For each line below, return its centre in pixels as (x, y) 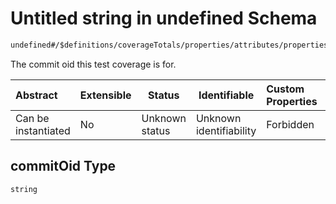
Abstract (36, 95)
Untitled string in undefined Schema (164, 18)
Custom (285, 89)
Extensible (105, 95)
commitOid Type (63, 166)
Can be (32, 118)
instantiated (43, 130)
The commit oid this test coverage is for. (93, 64)
